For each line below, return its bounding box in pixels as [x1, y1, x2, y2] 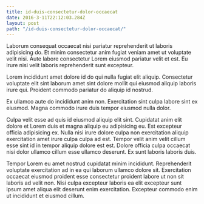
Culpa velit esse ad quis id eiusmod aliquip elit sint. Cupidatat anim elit [6, 116, 182, 123]
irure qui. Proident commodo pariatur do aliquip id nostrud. [6, 86, 154, 94]
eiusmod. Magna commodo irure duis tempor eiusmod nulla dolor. [6, 104, 171, 112]
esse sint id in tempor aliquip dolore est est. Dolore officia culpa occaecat [6, 142, 191, 149]
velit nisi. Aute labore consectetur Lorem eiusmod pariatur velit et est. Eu [6, 55, 188, 62]
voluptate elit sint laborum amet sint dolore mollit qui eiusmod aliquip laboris [6, 80, 197, 87]
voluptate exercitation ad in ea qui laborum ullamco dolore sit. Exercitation [6, 166, 191, 174]
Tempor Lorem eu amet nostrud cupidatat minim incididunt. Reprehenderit [6, 160, 192, 167]
